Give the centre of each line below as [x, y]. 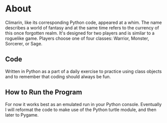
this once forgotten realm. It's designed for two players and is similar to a [80, 33]
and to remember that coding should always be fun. [58, 76]
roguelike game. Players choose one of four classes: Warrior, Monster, [77, 38]
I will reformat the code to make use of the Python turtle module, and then [81, 110]
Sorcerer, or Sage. [24, 43]
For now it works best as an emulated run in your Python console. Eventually [83, 104]
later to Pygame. [22, 115]
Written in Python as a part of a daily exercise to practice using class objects [83, 71]
